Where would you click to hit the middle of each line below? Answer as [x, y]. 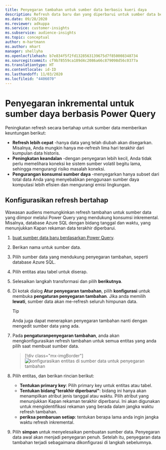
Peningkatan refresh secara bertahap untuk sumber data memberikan [76, 127]
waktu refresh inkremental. [47, 422]
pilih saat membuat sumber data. [46, 346]
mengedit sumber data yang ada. [46, 326]
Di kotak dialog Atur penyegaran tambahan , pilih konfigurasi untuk [81, 291]
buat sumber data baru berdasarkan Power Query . [63, 237]
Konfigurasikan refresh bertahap [57, 200]
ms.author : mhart [23, 47]
